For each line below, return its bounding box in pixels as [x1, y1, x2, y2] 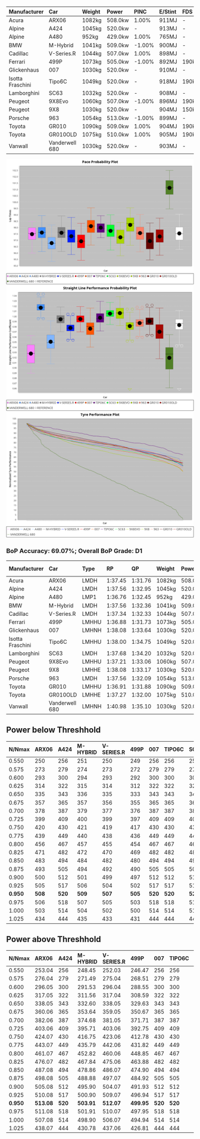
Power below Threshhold [6, 725, 101, 735]
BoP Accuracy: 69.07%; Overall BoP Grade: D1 [6, 547, 143, 555]
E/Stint [159, 8, 177, 15]
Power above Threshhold [6, 934, 101, 944]
